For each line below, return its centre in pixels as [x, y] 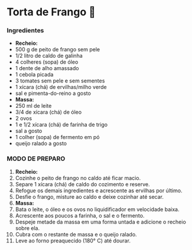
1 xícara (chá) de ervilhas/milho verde [61, 87]
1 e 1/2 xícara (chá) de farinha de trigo [61, 125]
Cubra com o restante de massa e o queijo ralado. [76, 234]
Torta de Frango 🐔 [51, 12]
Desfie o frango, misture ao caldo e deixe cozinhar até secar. [90, 196]
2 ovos [23, 119]
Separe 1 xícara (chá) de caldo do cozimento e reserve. [82, 184]
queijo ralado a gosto [41, 143]
